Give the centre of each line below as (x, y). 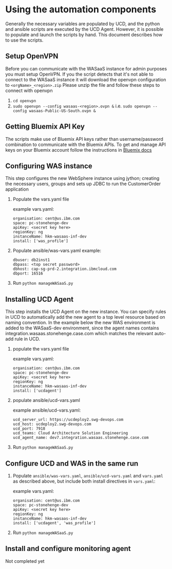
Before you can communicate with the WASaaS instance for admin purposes (86, 68)
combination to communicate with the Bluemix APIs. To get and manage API (85, 144)
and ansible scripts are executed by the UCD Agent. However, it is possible (84, 29)
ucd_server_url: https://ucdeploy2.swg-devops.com (68, 420)
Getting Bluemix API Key (45, 127)
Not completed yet (25, 561)
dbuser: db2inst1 (31, 260)
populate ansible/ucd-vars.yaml (46, 400)
